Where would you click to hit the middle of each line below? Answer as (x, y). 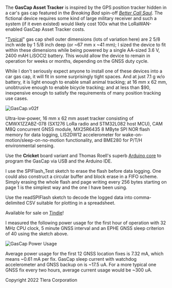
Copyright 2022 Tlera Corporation (41, 280)
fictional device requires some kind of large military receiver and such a (81, 18)
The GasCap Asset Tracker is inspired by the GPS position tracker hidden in (86, 7)
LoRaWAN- (140, 24)
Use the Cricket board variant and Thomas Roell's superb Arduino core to (83, 156)
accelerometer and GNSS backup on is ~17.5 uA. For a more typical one (81, 265)
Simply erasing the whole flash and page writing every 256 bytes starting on (86, 182)
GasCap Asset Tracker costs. (54, 29)
